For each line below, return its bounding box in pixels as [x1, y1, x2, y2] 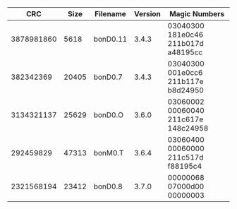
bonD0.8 [93, 181, 123, 191]
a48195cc [167, 47, 203, 57]
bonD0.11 [93, 35, 128, 44]
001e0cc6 [167, 68, 203, 77]
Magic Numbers [169, 9, 224, 18]
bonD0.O [93, 110, 123, 119]
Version [133, 9, 161, 18]
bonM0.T [93, 148, 124, 157]
